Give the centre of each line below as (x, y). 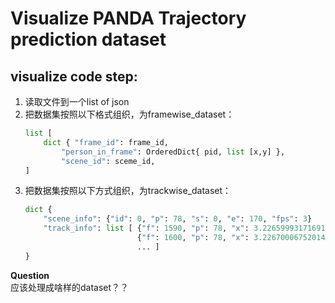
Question (30, 275)
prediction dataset (88, 39)
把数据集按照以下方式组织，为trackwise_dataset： (128, 191)
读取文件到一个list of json (77, 101)
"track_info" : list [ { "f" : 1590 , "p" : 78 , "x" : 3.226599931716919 (186, 228)
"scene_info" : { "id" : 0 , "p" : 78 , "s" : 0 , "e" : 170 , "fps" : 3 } (178, 219)
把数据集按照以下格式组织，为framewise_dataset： (129, 114)
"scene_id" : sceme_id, (108, 161)
